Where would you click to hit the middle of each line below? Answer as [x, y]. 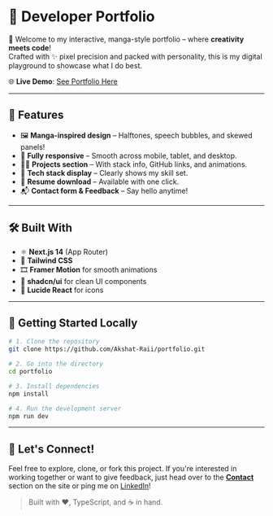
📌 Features [36, 115]
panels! [32, 146]
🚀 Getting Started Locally [73, 323]
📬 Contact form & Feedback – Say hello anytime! [104, 190]
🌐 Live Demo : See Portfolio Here [63, 81]
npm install [28, 394]
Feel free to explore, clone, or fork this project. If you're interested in [123, 469]
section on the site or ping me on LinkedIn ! [80, 486]
